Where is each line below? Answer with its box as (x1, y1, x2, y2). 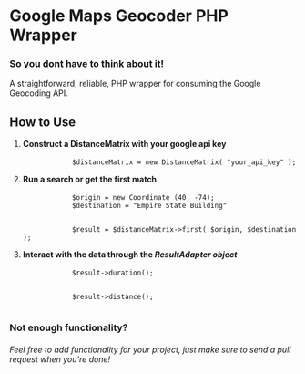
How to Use (9, 114, 76, 130)
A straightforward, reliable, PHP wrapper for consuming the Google (9, 78, 261, 89)
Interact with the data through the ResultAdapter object (22, 249, 238, 260)
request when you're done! (9, 353, 111, 365)
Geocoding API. (9, 88, 68, 99)
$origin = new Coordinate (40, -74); (71, 193, 216, 203)
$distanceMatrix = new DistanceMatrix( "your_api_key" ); (71, 158, 297, 167)
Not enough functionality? (9, 321, 128, 334)
